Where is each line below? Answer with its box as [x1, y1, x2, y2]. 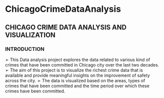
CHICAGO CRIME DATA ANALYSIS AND [5, 23, 127, 32]
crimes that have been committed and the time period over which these [5, 83, 150, 89]
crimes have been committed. [5, 88, 65, 94]
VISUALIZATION [5, 31, 55, 39]
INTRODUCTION [5, 45, 45, 52]
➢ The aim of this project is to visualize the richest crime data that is [5, 67, 143, 73]
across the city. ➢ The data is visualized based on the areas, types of [5, 77, 145, 83]
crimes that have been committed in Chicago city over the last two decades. [5, 62, 160, 67]
